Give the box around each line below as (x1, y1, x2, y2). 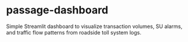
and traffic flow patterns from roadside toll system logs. (6, 29, 142, 36)
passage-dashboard (6, 3, 109, 17)
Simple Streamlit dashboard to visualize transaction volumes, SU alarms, (6, 23, 183, 30)
